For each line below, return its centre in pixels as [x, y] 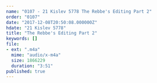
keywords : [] [22, 39]
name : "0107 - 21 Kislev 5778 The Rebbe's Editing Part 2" [79, 11]
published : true [26, 71]
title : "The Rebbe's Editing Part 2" [52, 33]
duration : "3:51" [32, 66]
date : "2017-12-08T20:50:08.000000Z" [52, 22]
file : [13, 44]
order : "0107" [23, 17]
